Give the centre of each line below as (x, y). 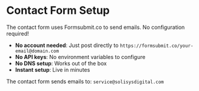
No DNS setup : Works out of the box (61, 63)
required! (18, 33)
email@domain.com (37, 51)
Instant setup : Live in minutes (52, 69)
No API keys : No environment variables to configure (80, 57)
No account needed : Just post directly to (67, 45)
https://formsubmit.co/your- (157, 46)
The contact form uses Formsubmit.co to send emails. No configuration (96, 27)
